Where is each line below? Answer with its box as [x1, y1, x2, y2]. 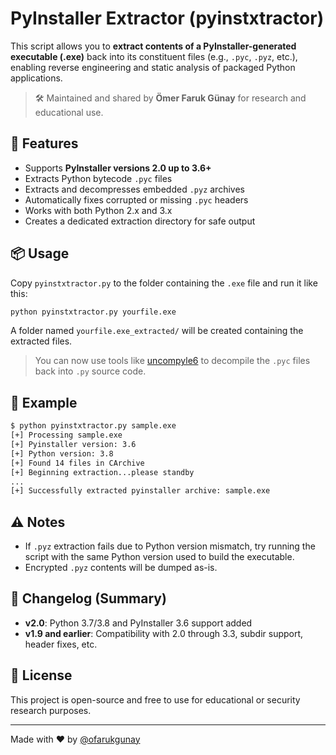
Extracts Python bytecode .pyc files [24, 172, 173, 184]
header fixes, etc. [24, 638, 98, 650]
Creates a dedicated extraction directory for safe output [24, 215, 256, 227]
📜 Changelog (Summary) [10, 590, 167, 607]
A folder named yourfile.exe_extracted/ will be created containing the [10, 325, 304, 337]
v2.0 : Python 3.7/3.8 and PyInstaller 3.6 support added [24, 617, 253, 629]
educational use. [34, 106, 104, 118]
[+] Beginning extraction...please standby [10, 467, 195, 477]
